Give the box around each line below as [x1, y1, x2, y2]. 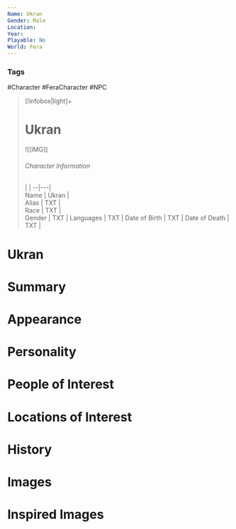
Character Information [24, 161, 91, 170]
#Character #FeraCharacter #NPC [7, 83, 107, 92]
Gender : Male [7, 17, 46, 24]
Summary [7, 279, 66, 295]
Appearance [7, 311, 82, 327]
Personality [7, 344, 77, 360]
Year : [7, 30, 23, 38]
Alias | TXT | [24, 198, 61, 207]
